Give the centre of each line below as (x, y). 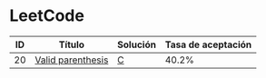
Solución (137, 44)
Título (71, 44)
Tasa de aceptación (208, 44)
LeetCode (47, 16)
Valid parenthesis (72, 60)
